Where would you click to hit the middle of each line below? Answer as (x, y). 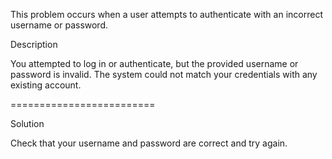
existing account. (46, 85)
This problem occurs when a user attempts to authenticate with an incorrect (166, 14)
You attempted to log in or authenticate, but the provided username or (154, 63)
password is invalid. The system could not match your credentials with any (164, 74)
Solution (27, 123)
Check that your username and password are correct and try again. (149, 143)
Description (34, 44)
